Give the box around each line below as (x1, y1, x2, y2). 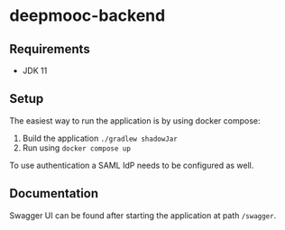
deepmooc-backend (9, 5, 166, 26)
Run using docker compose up (22, 142, 131, 153)
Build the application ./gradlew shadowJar (22, 133, 178, 143)
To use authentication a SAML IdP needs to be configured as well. (9, 160, 254, 170)
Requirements (9, 41, 90, 57)
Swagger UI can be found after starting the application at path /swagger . (9, 209, 277, 221)
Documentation (9, 186, 99, 201)
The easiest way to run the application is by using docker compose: (9, 115, 261, 126)
